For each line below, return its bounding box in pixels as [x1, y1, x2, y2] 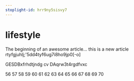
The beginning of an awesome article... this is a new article [5, 46, 129, 52]
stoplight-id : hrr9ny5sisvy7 [5, 7, 67, 13]
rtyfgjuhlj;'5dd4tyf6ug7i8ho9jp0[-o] [5, 51, 81, 57]
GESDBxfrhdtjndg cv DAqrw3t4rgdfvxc [5, 61, 88, 67]
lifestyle [5, 29, 41, 40]
